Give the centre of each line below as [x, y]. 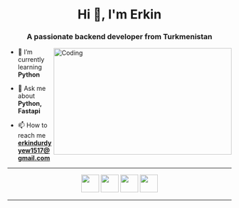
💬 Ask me [32, 89]
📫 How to [32, 125]
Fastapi [29, 111]
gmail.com [34, 158]
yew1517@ [34, 150]
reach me [32, 136]
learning [30, 67]
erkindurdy [34, 143]
